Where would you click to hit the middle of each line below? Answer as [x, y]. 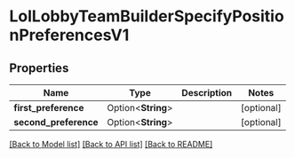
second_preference [56, 122]
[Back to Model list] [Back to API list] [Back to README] [111, 144]
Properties [39, 68]
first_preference [49, 108]
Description [207, 93]
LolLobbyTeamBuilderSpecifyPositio [147, 16]
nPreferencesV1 [69, 35]
